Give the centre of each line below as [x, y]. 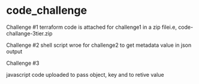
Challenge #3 [23, 63]
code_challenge [47, 10]
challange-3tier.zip [29, 33]
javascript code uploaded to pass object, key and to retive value [85, 74]
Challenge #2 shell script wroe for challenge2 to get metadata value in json [99, 45]
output [14, 51]
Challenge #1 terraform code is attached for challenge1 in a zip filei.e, [91, 27]
